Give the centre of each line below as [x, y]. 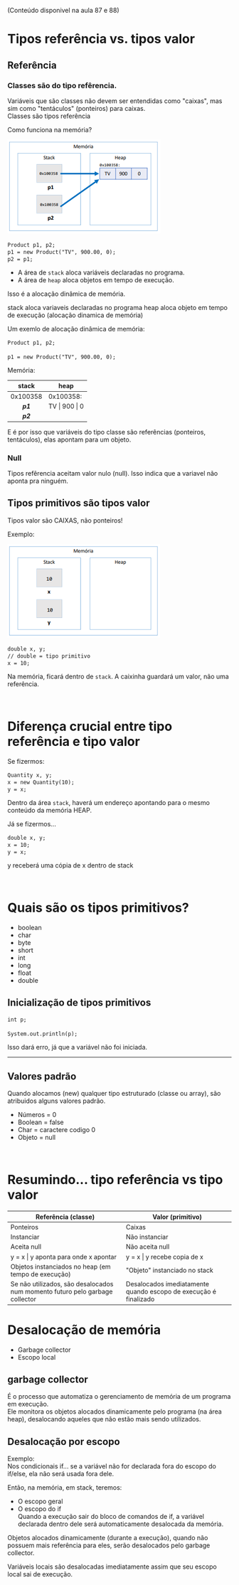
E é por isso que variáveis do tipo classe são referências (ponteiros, [107, 432]
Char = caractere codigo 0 [57, 1130]
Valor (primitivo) [177, 1217]
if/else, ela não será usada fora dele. [61, 1474]
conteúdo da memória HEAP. [50, 810]
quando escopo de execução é [171, 1292]
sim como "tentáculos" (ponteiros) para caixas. [76, 108]
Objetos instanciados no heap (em [61, 1266]
